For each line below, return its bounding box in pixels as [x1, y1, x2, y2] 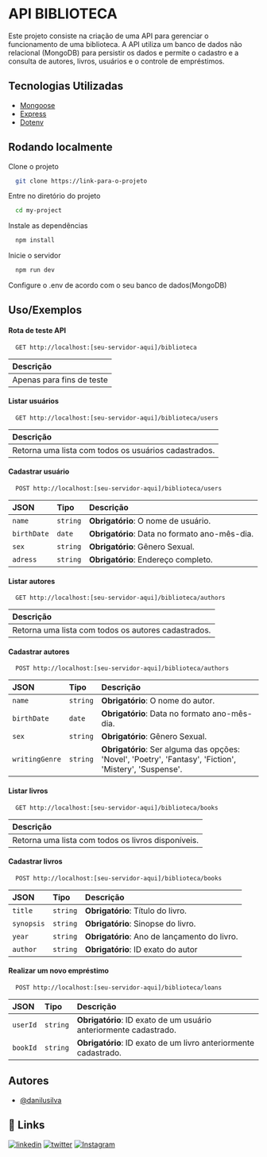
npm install [15, 236, 56, 245]
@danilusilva [19, 1095, 62, 1105]
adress [12, 555, 37, 564]
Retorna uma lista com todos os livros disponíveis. [12, 834, 199, 845]
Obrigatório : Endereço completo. [88, 554, 213, 565]
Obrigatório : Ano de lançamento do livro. [84, 931, 238, 942]
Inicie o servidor [8, 251, 61, 261]
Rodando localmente [8, 141, 113, 154]
